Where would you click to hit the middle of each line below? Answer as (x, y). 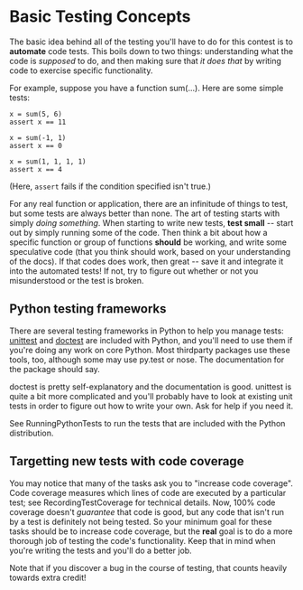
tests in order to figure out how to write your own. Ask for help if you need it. (151, 406)
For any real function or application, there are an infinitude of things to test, (149, 203)
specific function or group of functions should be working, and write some (148, 242)
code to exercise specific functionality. (81, 70)
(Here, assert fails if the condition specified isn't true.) (110, 186)
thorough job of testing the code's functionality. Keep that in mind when (142, 540)
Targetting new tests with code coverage (127, 461)
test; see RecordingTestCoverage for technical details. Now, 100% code (142, 502)
